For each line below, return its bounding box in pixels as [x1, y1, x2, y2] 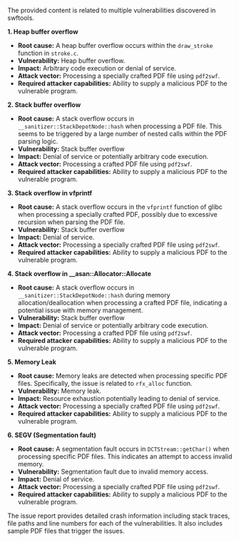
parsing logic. [17, 137, 59, 145]
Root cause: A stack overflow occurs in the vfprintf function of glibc [17, 203, 223, 211]
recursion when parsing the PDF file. [17, 218, 126, 226]
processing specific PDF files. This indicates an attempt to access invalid [17, 452, 233, 461]
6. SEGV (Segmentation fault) [7, 431, 96, 439]
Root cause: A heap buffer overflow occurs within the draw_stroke [17, 41, 213, 49]
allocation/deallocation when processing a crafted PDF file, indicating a [17, 299, 228, 307]
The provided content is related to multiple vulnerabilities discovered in [7, 6, 216, 14]
